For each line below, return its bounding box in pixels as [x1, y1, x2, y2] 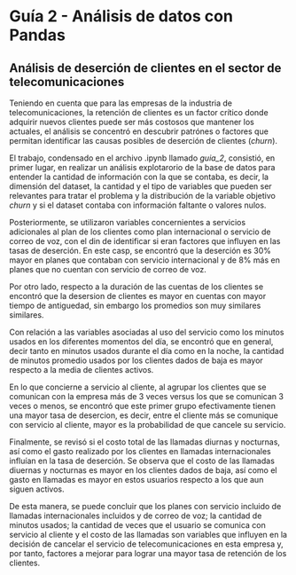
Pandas [9, 25, 66, 45]
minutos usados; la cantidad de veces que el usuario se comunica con [9, 520, 266, 530]
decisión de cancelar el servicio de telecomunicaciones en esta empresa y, [9, 539, 284, 549]
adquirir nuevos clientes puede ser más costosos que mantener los [9, 117, 254, 127]
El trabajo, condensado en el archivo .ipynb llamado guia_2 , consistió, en [9, 153, 276, 163]
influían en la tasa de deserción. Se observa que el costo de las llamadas [9, 455, 275, 466]
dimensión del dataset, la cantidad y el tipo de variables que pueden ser [9, 181, 272, 192]
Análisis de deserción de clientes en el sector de [9, 60, 282, 75]
